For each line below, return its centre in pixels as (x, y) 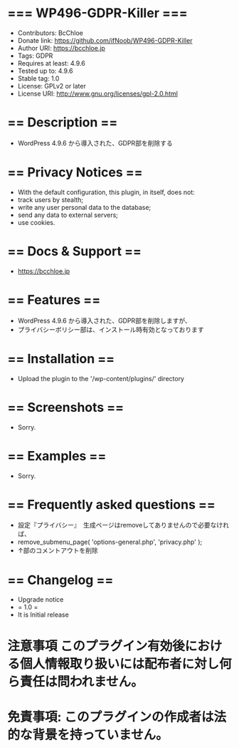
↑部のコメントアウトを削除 (58, 550)
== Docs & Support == (75, 251)
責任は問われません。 (82, 681)
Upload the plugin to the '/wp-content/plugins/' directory (101, 378)
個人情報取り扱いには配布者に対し (120, 663)
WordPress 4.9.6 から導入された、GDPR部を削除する (95, 143)
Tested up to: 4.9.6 (45, 71)
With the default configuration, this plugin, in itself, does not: (106, 192)
